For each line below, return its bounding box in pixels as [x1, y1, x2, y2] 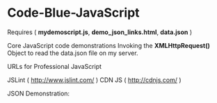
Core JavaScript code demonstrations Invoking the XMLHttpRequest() [7, 41, 211, 49]
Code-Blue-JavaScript [7, 5, 140, 21]
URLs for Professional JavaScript [7, 62, 102, 70]
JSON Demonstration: [7, 89, 70, 97]
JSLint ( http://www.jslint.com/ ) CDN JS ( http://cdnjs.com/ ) [7, 75, 182, 84]
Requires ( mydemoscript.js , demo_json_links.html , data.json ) [7, 28, 193, 36]
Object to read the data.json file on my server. [7, 49, 138, 57]
